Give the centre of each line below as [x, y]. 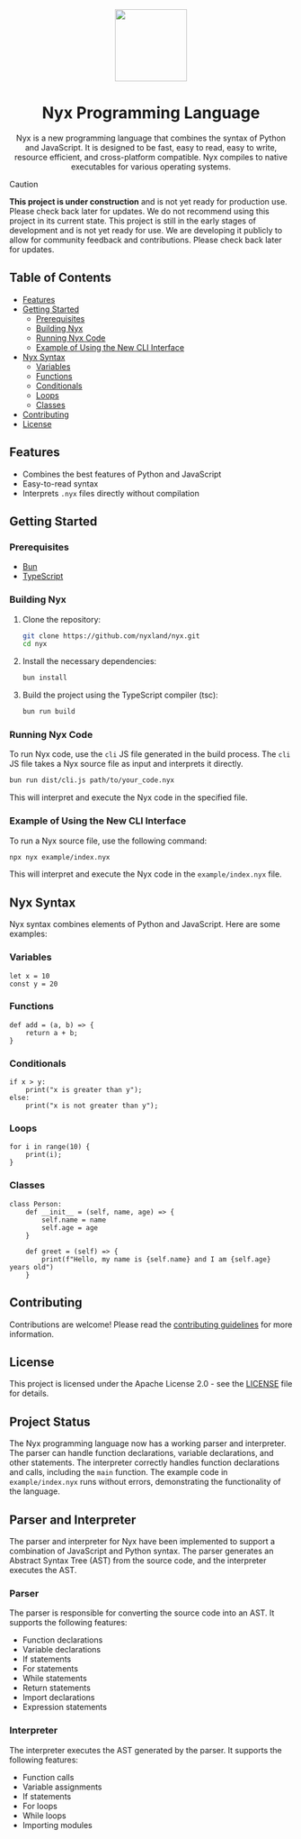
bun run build [49, 712]
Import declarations [58, 1698]
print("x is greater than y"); [84, 1090]
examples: [28, 934]
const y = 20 [34, 984]
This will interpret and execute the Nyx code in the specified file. [129, 797]
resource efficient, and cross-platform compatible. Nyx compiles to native [151, 157]
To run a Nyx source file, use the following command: [108, 841]
